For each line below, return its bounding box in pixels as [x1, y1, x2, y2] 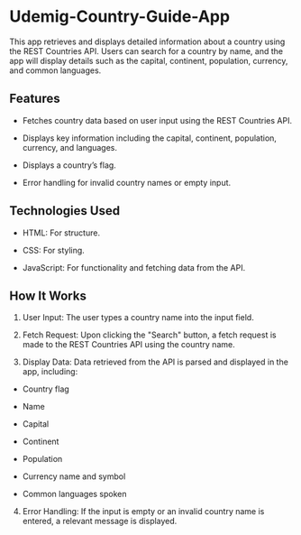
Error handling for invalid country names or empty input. [22, 177, 232, 188]
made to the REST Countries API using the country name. [22, 339, 236, 350]
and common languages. [9, 65, 102, 76]
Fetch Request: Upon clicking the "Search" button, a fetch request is [22, 329, 277, 340]
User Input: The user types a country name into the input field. [22, 312, 254, 323]
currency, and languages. [22, 142, 118, 152]
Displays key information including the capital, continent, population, [22, 133, 278, 143]
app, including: [22, 366, 78, 377]
